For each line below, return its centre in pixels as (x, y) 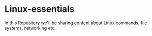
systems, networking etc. (30, 28)
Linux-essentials (40, 9)
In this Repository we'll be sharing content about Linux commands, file (76, 23)
